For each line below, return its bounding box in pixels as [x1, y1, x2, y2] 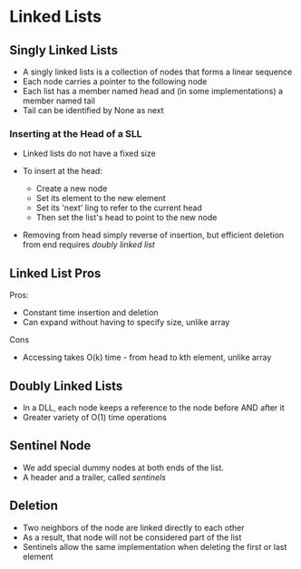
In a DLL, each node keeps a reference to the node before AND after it [22, 401, 285, 413]
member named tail [22, 95, 95, 106]
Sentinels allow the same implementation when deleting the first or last [22, 541, 287, 552]
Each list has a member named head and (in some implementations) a [22, 86, 284, 96]
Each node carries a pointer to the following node [22, 76, 208, 87]
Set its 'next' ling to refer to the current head [35, 202, 202, 214]
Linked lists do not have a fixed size [22, 148, 156, 159]
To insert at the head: [22, 166, 102, 177]
